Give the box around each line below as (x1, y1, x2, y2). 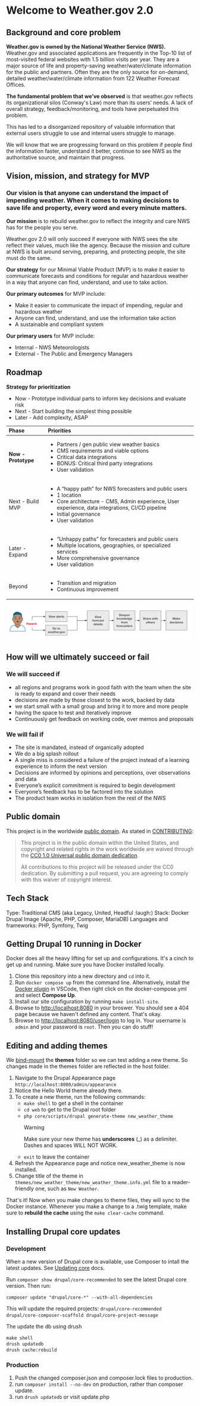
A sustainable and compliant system (14, 320, 104, 328)
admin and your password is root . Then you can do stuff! (14, 1023, 154, 1030)
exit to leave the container (23, 1153, 90, 1160)
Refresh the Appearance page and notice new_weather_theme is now (14, 1160, 186, 1167)
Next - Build (8, 497, 39, 504)
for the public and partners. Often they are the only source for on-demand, (6, 69, 189, 75)
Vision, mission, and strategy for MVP (6, 171, 150, 181)
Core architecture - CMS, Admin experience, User (56, 497, 180, 504)
